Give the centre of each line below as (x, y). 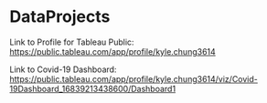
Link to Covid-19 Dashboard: (63, 69)
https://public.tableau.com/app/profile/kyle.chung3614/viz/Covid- (134, 78)
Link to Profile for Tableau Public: (72, 42)
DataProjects (60, 17)
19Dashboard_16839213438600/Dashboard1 (93, 88)
